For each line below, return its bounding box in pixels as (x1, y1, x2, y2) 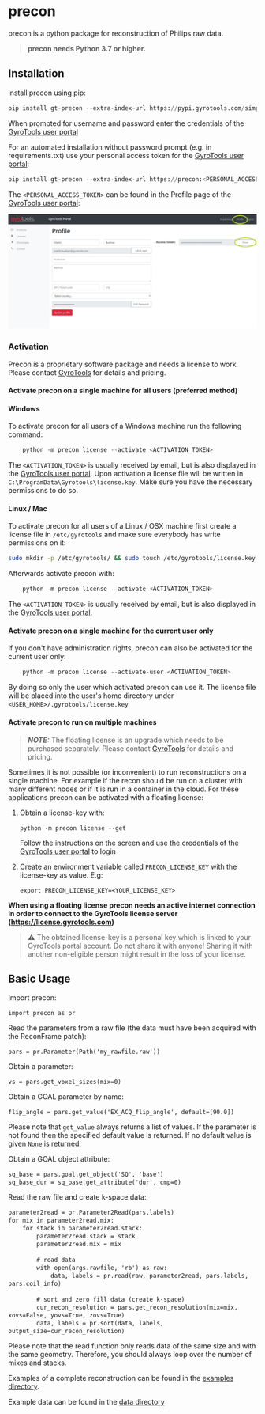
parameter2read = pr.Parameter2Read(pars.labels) (8, 1209, 175, 1217)
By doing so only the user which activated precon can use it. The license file (8, 683, 256, 692)
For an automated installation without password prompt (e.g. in (8, 142, 212, 152)
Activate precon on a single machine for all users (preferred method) (8, 386, 238, 396)
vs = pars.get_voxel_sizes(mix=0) (8, 1079, 122, 1086)
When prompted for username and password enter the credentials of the (8, 118, 244, 128)
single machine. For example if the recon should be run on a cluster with (8, 775, 243, 785)
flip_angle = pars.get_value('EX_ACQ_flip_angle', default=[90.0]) (8, 1109, 235, 1116)
